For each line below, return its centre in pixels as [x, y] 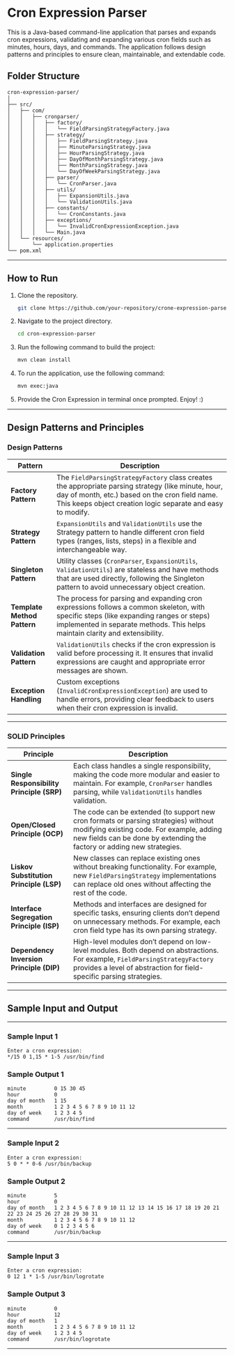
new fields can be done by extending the [140, 838]
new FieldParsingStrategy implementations [145, 876]
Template [27, 607]
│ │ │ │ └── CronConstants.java [67, 214]
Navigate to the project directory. [65, 321]
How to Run [33, 279]
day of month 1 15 [37, 1101]
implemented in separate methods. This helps [131, 624]
